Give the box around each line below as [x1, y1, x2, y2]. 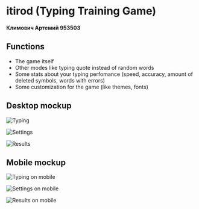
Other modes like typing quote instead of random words [14, 64, 154, 71]
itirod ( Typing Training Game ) [6, 4, 157, 18]
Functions [6, 42, 45, 52]
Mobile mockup [6, 157, 66, 167]
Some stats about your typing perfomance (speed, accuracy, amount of [14, 70, 193, 78]
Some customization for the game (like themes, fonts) [14, 83, 149, 90]
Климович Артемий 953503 [6, 24, 81, 31]
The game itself [14, 57, 54, 64]
